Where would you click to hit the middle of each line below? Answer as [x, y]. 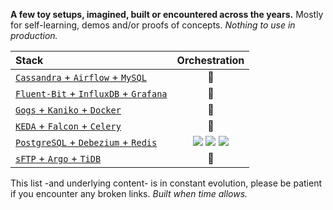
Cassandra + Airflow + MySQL [81, 77]
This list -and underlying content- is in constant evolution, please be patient [166, 183]
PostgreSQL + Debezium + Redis [86, 142]
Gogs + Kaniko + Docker [68, 109]
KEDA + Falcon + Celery [68, 126]
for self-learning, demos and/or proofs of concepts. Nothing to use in [153, 25]
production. [34, 35]
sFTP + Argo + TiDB [58, 158]
